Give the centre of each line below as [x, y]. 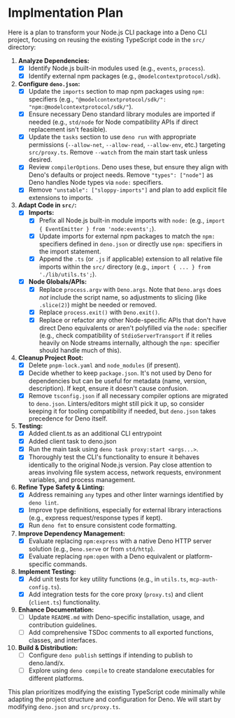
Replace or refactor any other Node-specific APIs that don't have [133, 320]
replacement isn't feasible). [68, 129]
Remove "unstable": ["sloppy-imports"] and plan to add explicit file [128, 190]
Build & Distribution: [48, 647]
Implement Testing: [47, 571]
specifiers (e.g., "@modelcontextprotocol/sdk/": [97, 99]
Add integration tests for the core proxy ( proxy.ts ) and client [116, 594]
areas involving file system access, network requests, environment [125, 472]
